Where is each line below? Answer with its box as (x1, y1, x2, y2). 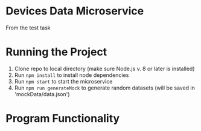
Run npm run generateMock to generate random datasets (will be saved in (14, 84, 196, 91)
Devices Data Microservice (5, 4, 144, 18)
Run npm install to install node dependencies (14, 71, 129, 79)
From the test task (5, 24, 51, 31)
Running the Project (5, 45, 107, 59)
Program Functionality (5, 112, 120, 126)
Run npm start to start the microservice (14, 78, 113, 85)
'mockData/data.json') (14, 90, 70, 97)
